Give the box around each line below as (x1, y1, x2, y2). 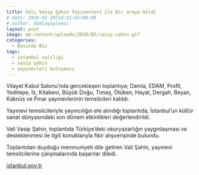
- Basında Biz (12, 43, 47, 49)
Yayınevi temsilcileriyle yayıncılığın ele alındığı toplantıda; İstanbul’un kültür (6, 107, 194, 115)
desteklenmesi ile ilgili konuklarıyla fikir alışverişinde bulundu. (6, 132, 160, 139)
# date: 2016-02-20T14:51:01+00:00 (6, 15, 97, 21)
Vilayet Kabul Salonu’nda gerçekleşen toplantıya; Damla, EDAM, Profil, (6, 82, 183, 90)
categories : (6, 37, 37, 43)
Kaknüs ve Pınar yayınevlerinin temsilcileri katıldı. (6, 95, 130, 102)
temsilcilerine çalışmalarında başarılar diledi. (6, 150, 117, 157)
